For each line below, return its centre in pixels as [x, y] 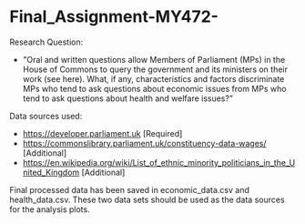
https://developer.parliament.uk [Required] [102, 133]
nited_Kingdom [51, 172]
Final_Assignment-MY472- [114, 17]
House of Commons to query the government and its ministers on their [155, 69]
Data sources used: [46, 116]
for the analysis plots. [50, 209]
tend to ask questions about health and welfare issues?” [128, 98]
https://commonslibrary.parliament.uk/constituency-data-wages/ [144, 143]
